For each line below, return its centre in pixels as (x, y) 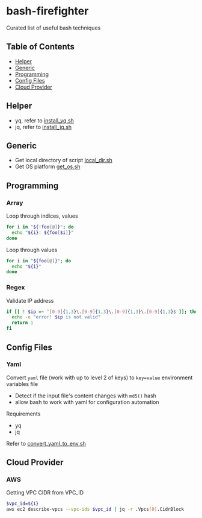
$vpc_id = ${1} (23, 504)
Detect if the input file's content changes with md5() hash (85, 396)
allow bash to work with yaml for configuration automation (87, 402)
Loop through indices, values (42, 216)
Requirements (23, 414)
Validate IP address (30, 300)
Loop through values (32, 250)
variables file (22, 384)
